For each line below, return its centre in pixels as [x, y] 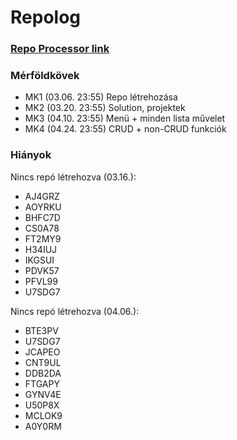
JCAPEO [42, 352]
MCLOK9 [43, 415]
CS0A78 [42, 228]
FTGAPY [42, 383]
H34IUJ [41, 249]
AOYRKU [43, 207]
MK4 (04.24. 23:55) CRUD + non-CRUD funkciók [125, 129]
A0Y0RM [43, 426]
